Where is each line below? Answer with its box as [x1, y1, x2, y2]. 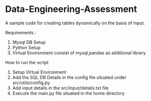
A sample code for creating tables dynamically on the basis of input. [5, 20, 146, 26]
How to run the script [5, 59, 49, 65]
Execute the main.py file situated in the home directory [12, 90, 125, 96]
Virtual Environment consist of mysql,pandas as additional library [12, 50, 146, 56]
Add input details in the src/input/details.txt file [12, 85, 109, 91]
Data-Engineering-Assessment [5, 3, 138, 15]
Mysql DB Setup [12, 39, 46, 45]
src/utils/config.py [12, 80, 50, 86]
